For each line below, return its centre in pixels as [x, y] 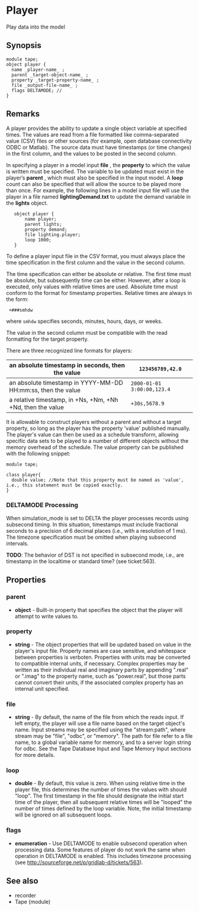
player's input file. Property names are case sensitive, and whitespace [100, 651]
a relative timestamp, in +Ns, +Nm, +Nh [64, 400]
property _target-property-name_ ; [55, 80]
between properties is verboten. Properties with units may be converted [102, 657]
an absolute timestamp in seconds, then [67, 365]
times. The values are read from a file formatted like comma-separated [92, 134]
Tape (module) [33, 901]
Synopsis [24, 45]
